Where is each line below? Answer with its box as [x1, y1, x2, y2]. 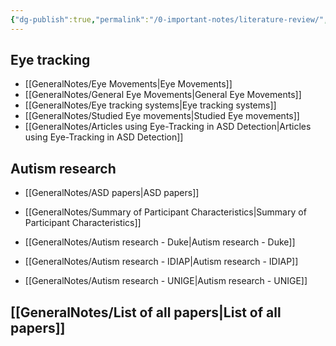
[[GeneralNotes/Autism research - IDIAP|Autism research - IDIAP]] [24, 256, 299, 268]
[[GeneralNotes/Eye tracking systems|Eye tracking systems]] [24, 99, 277, 111]
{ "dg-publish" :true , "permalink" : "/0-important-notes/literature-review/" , [10, 14, 329, 25]
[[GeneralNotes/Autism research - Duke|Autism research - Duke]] [24, 236, 296, 248]
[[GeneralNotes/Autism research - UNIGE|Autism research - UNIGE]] [24, 275, 308, 287]
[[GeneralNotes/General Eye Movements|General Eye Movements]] [24, 89, 302, 101]
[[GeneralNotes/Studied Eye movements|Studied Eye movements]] [24, 110, 300, 122]
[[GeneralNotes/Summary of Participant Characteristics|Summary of [24, 206, 307, 218]
